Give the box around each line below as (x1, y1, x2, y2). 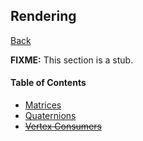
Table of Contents (10, 77, 87, 89)
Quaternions (24, 110, 77, 122)
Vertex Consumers (24, 120, 102, 133)
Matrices (24, 99, 62, 111)
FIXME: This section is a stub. (10, 54, 134, 66)
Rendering (10, 8, 77, 25)
